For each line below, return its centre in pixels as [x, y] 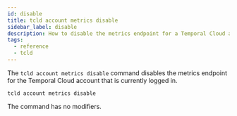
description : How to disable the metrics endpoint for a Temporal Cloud [116, 33]
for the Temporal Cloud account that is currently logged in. [92, 80]
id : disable [25, 14]
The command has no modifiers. [55, 106]
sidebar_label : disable [42, 27]
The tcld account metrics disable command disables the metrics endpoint [117, 73]
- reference [31, 46]
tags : [15, 40]
